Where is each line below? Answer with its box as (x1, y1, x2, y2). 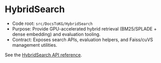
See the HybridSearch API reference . (5, 52, 82, 58)
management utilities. (12, 42, 57, 48)
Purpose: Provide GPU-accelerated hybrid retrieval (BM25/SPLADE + (12, 25, 157, 31)
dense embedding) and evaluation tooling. (12, 31, 101, 37)
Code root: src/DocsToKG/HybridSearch (12, 20, 93, 26)
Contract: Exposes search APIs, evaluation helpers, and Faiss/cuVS (12, 37, 153, 43)
